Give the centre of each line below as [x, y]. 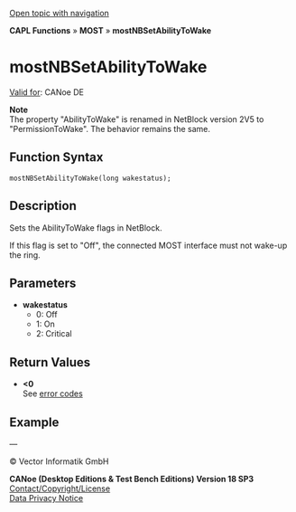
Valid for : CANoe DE [46, 92]
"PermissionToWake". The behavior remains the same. [110, 128]
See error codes [52, 393]
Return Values [50, 362]
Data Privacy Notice [46, 498]
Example [34, 422]
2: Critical [54, 334]
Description [43, 206]
